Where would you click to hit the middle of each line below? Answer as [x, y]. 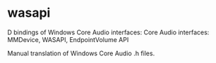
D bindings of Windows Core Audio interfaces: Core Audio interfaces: [108, 32]
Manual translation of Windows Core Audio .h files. [81, 53]
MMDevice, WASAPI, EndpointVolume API [68, 39]
